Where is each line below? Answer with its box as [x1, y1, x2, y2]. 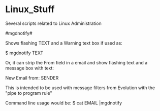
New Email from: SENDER [5, 75, 59, 81]
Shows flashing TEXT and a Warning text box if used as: [5, 40, 123, 46]
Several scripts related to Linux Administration [5, 20, 102, 26]
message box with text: [5, 65, 54, 71]
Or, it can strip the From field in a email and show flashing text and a [5, 59, 148, 65]
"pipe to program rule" [5, 90, 52, 96]
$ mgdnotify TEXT [5, 50, 44, 56]
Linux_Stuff [5, 4, 55, 15]
